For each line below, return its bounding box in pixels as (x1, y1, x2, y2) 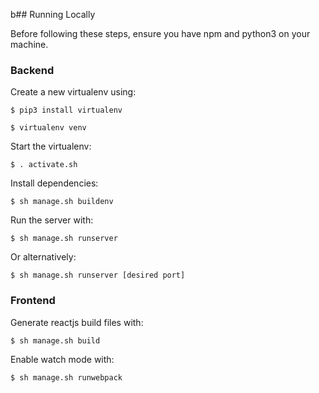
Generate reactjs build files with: (10, 316, 144, 328)
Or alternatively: (10, 251, 77, 263)
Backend (10, 63, 55, 77)
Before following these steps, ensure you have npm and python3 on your (10, 28, 311, 39)
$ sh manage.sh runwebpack (10, 372, 123, 383)
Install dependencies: (10, 177, 99, 189)
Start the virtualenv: (10, 140, 92, 153)
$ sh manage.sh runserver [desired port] (10, 270, 186, 281)
